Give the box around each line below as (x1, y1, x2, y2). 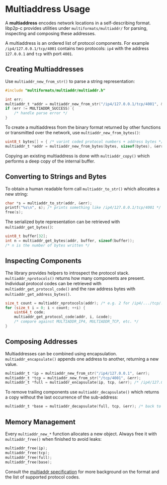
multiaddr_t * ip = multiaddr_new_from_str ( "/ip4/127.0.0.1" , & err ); (5, 371, 150, 376)
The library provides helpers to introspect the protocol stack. (5, 270, 130, 276)
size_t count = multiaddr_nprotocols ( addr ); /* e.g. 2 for (5, 301, 130, 306)
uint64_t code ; (14, 310, 46, 315)
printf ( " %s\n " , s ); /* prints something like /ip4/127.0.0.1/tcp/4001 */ (5, 205, 162, 210)
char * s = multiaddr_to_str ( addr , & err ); (5, 200, 92, 206)
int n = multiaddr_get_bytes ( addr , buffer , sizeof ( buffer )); (5, 239, 135, 243)
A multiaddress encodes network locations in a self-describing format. (5, 20, 151, 26)
